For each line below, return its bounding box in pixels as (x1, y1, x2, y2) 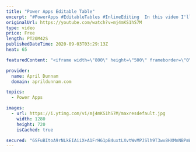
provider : (6, 68, 30, 74)
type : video (6, 25, 35, 31)
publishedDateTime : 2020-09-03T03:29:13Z (6, 42, 108, 47)
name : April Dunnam (11, 73, 59, 79)
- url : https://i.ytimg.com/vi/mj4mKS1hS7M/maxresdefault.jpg (11, 110, 166, 116)
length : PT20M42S (6, 36, 48, 42)
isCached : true (16, 127, 54, 133)
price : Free (6, 30, 35, 36)
